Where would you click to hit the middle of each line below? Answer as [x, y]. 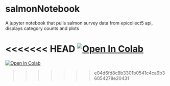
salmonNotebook [43, 9]
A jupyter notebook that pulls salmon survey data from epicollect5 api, [79, 23]
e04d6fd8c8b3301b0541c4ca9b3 [130, 73]
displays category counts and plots [42, 28]
